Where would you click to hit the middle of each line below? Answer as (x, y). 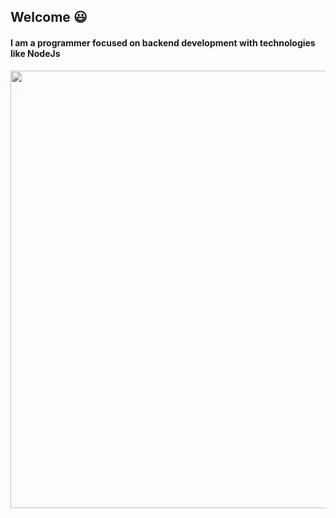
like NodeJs (35, 53)
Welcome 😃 (49, 17)
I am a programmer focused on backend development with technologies (163, 42)
